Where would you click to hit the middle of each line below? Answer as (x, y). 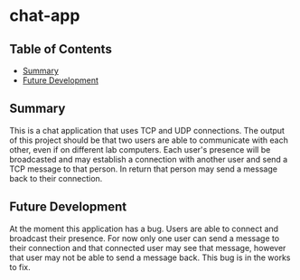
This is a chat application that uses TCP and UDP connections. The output (147, 130)
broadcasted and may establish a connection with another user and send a (149, 159)
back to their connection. (56, 178)
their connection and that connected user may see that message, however (148, 247)
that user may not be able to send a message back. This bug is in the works (150, 257)
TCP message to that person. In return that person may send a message (144, 169)
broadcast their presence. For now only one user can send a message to (145, 238)
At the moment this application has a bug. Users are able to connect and (144, 229)
